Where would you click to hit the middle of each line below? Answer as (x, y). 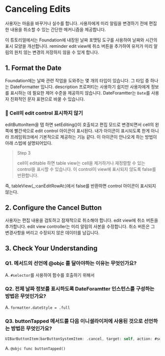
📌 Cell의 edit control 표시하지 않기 (44, 113)
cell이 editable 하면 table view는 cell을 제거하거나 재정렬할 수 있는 (81, 163)
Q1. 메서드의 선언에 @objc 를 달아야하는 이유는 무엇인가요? (71, 263)
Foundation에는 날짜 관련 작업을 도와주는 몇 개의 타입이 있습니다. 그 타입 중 (77, 80)
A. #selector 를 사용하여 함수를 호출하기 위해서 (50, 275)
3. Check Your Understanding (51, 248)
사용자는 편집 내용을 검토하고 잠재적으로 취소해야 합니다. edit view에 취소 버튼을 (82, 220)
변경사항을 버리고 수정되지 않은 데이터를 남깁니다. (52, 232)
